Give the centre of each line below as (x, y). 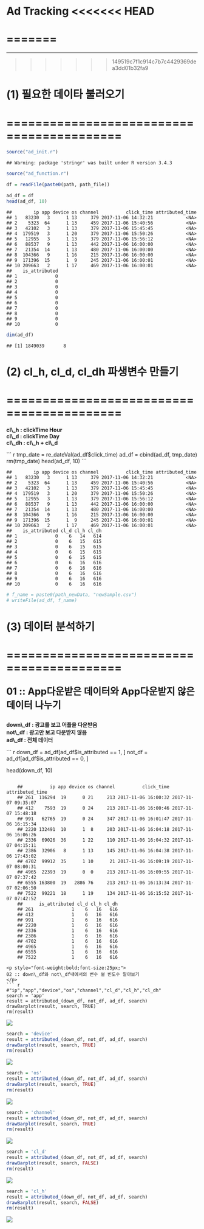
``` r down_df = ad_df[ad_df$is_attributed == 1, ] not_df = (77, 752)
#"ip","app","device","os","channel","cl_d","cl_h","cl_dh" (84, 990)
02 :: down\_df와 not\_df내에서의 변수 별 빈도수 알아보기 (73, 974)
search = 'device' (29, 1034)
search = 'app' (25, 996)
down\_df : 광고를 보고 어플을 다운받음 (52, 724)
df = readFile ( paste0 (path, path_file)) (58, 184)
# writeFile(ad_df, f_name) (42, 600)
